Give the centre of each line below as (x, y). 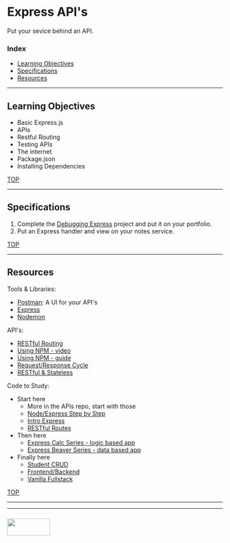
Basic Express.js (40, 123)
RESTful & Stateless (45, 372)
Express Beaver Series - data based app (84, 450)
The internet (34, 152)
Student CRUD (48, 464)
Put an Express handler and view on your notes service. (95, 231)
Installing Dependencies (51, 166)
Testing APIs (35, 144)
